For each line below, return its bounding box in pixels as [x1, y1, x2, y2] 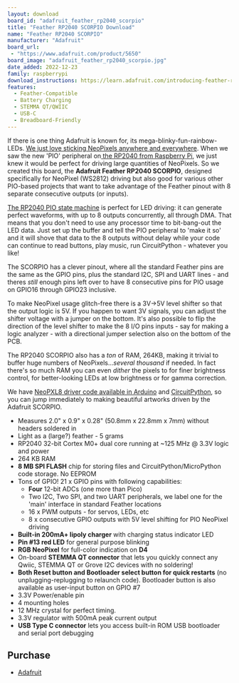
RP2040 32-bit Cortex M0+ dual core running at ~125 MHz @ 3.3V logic [17, 439, 229, 447]
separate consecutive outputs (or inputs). [7, 189, 129, 198]
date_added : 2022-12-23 [7, 64, 78, 71]
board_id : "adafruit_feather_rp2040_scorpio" [7, 17, 144, 24]
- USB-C [14, 110, 37, 117]
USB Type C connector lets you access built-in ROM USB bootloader [17, 621, 221, 629]
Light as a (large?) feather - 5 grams [17, 431, 124, 440]
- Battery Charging [14, 97, 72, 104]
